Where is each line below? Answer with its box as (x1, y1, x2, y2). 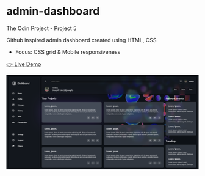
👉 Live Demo (6, 60, 41, 68)
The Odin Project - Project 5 (6, 24, 77, 32)
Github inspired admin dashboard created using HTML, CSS (6, 36, 157, 43)
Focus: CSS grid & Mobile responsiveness (15, 48, 121, 56)
